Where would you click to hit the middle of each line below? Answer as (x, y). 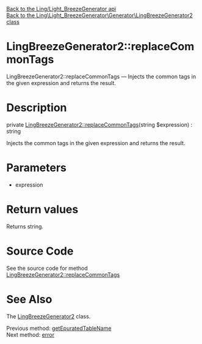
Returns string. (25, 226)
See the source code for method (47, 268)
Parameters (37, 168)
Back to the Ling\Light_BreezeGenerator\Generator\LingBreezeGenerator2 (100, 15)
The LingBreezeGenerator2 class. (49, 316)
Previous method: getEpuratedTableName (59, 328)
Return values (42, 209)
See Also (29, 299)
